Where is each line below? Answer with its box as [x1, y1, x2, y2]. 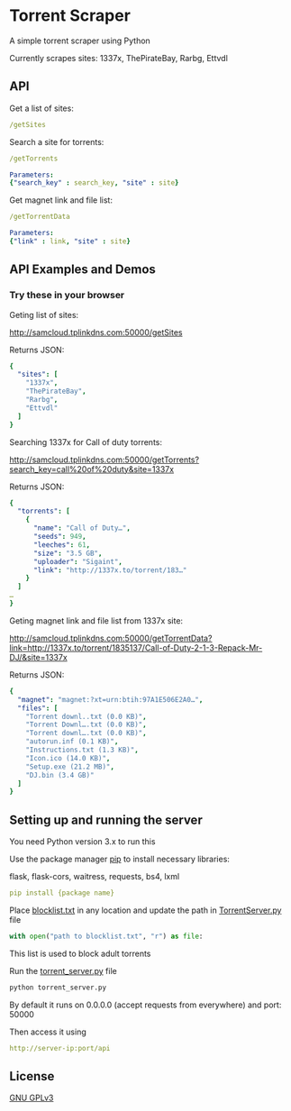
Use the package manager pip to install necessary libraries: [9, 853, 230, 865]
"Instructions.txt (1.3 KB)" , [25, 745, 140, 755]
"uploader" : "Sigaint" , [32, 557, 123, 566]
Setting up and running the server [9, 812, 203, 827]
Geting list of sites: [9, 309, 79, 320]
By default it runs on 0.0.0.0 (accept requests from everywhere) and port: [9, 999, 282, 1010]
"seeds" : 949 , [32, 533, 87, 542]
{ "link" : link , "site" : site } [9, 237, 131, 246]
